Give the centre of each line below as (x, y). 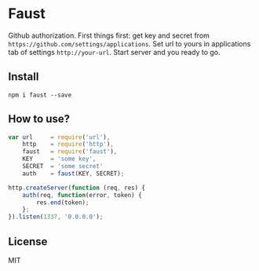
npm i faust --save (40, 95)
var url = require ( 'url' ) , (59, 137)
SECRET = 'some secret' (63, 167)
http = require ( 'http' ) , (68, 145)
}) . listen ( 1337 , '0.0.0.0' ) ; (56, 217)
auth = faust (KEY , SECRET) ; (73, 174)
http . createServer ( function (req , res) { (77, 188)
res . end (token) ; (63, 202)
